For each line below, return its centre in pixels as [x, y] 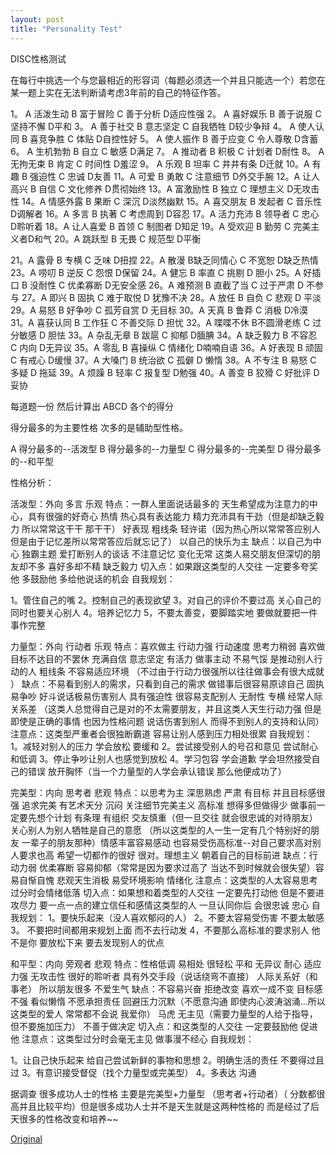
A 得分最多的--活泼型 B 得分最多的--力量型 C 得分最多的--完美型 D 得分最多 [166, 448]
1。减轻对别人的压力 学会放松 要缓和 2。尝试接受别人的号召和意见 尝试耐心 [164, 746]
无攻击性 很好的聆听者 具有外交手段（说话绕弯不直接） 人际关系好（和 [173, 976]
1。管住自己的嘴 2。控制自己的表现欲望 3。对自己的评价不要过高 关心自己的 [166, 600]
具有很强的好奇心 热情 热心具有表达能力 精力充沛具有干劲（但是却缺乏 [171, 516]
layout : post [37, 19]
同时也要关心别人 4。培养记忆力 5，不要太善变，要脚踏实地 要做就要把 [155, 612]
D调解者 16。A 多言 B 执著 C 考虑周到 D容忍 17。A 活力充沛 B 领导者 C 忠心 [165, 213]
